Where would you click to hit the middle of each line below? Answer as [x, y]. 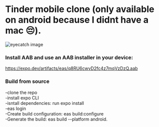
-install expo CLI [22, 98]
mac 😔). [23, 31]
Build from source [27, 81]
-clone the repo [21, 92]
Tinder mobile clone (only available [80, 9]
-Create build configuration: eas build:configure [54, 113]
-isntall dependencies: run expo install [45, 103]
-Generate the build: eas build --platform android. [56, 119]
